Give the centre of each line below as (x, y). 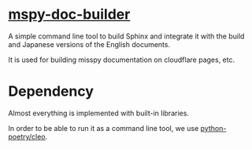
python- (213, 128)
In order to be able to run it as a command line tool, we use (104, 128)
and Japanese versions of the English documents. (89, 44)
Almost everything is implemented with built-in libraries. (98, 113)
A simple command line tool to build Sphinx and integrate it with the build (126, 36)
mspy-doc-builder (69, 15)
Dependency (51, 91)
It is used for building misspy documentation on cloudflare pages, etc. (121, 60)
